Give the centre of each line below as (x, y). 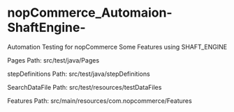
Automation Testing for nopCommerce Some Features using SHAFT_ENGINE (117, 47)
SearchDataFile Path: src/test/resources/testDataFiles (85, 87)
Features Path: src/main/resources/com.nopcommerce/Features (100, 101)
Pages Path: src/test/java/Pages (53, 60)
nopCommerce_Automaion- (90, 13)
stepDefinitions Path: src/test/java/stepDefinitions (79, 74)
